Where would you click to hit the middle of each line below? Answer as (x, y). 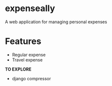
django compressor (31, 78)
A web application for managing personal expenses (56, 22)
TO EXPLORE (18, 69)
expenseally (30, 8)
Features (23, 41)
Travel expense (27, 60)
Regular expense (29, 55)
